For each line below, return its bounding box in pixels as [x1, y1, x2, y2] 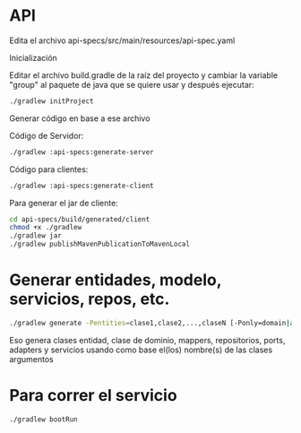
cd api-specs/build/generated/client [9, 214, 150, 224]
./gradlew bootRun [9, 414, 78, 424]
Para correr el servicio [9, 385, 177, 406]
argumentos [9, 353, 54, 364]
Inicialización [9, 52, 58, 63]
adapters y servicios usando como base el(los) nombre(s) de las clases [9, 344, 273, 355]
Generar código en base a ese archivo [9, 113, 150, 124]
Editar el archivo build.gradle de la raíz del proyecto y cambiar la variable [9, 69, 279, 81]
